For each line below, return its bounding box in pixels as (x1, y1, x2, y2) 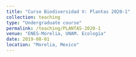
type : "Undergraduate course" (6, 20, 82, 26)
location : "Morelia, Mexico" (6, 42, 79, 48)
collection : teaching (6, 14, 61, 20)
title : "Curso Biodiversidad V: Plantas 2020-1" (6, 8, 131, 15)
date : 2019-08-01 (6, 36, 50, 42)
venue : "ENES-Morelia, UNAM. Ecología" (6, 31, 107, 37)
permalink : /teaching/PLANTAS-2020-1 (6, 25, 101, 31)
